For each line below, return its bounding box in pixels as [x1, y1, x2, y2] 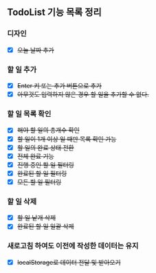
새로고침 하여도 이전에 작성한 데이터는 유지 [7, 241, 139, 251]
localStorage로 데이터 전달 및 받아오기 [16, 258, 122, 266]
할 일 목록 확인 [7, 109, 52, 119]
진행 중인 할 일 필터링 [16, 160, 74, 168]
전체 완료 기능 [16, 152, 54, 160]
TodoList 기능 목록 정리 [7, 6, 102, 19]
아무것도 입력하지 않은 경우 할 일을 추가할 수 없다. [16, 90, 149, 98]
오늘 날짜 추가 [16, 45, 54, 54]
